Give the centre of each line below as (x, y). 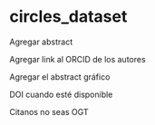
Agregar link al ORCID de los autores (78, 59)
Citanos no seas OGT (49, 111)
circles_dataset (68, 17)
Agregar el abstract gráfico (60, 77)
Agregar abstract (41, 42)
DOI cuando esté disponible (61, 94)
